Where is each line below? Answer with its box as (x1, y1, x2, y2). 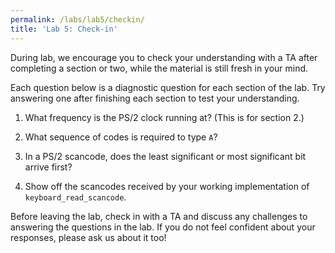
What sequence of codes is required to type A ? (24, 131, 218, 143)
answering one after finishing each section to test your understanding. (10, 92, 300, 104)
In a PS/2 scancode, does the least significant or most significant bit (24, 150, 307, 162)
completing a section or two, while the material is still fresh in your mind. (10, 62, 309, 74)
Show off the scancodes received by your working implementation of (24, 180, 310, 192)
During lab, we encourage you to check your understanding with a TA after (10, 51, 318, 63)
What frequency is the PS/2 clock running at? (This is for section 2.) (24, 111, 305, 123)
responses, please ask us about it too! (10, 231, 167, 243)
